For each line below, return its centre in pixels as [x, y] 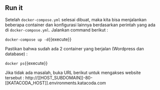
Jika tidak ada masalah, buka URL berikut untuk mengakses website [73, 73]
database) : [16, 54]
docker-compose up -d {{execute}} [38, 39]
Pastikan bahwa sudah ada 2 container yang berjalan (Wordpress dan [75, 48]
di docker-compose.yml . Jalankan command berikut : [56, 30]
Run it [14, 8]
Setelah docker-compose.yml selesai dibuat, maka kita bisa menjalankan [76, 19]
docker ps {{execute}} [26, 63]
